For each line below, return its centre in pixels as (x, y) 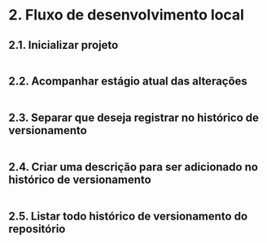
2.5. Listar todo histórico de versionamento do (128, 216)
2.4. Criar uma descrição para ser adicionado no (133, 167)
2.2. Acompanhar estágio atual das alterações (128, 82)
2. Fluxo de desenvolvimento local (126, 15)
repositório (37, 229)
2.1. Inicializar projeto (63, 45)
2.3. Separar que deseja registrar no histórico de (133, 118)
